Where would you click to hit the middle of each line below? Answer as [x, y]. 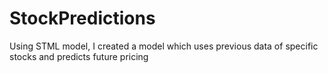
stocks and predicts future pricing [79, 56]
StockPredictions [82, 18]
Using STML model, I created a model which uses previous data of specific [164, 46]
